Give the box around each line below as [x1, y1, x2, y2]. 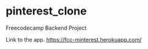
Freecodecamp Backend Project [6, 24, 87, 31]
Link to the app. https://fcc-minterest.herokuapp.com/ [6, 36, 142, 43]
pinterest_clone [6, 4, 87, 18]
